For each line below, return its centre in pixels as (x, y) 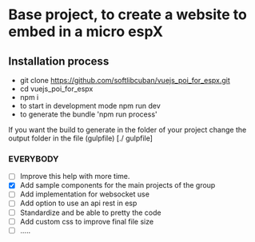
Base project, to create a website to (128, 15)
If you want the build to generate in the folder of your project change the (127, 130)
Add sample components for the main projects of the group (118, 185)
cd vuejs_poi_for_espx (56, 89)
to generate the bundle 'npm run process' (88, 114)
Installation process (59, 61)
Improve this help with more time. (75, 177)
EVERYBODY (34, 159)
